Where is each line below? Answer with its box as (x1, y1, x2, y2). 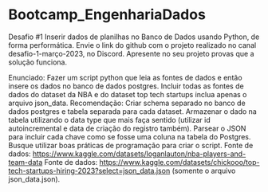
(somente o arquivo (171, 166, 236, 175)
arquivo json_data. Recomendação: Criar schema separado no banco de (8, 98, 246, 108)
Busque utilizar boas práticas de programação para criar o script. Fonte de (8, 140, 254, 150)
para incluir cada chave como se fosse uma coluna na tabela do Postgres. (8, 131, 251, 141)
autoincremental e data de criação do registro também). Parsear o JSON (8, 123, 246, 133)
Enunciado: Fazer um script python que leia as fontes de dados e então (8, 72, 242, 82)
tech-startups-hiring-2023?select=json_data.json (8, 166, 171, 175)
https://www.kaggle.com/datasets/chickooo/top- (99, 157, 260, 167)
